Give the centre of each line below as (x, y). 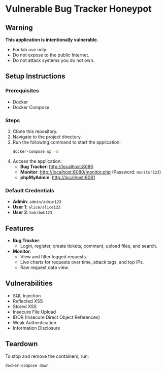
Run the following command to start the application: (67, 142)
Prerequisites (22, 91)
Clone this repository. (35, 131)
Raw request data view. (45, 267)
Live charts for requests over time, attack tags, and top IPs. (82, 262)
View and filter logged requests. (54, 256)
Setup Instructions (35, 76)
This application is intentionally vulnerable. (52, 40)
